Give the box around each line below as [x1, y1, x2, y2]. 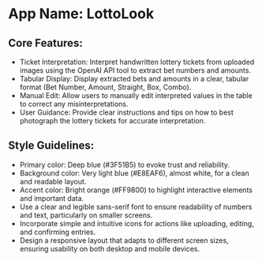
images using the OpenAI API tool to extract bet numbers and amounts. [19, 66, 251, 75]
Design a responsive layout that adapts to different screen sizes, [19, 235, 229, 245]
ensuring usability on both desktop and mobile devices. [19, 244, 200, 253]
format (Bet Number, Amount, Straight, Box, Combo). [19, 82, 192, 92]
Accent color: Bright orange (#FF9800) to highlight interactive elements [19, 185, 253, 195]
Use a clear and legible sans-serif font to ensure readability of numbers [19, 202, 253, 211]
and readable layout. [19, 176, 87, 186]
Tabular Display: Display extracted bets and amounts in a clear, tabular [19, 74, 249, 83]
